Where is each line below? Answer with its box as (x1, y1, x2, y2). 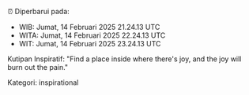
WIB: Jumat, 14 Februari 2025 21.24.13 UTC (18, 23, 160, 31)
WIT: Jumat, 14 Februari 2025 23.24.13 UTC (18, 39, 161, 48)
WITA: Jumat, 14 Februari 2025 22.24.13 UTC (18, 31, 166, 40)
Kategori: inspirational (7, 78, 79, 87)
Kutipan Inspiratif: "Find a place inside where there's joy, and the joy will (7, 54, 242, 64)
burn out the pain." (7, 63, 69, 71)
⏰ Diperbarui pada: (7, 7, 70, 16)
